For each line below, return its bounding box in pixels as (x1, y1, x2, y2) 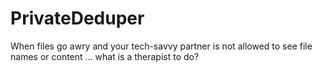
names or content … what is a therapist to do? (10, 50, 200, 62)
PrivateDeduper (10, 7, 145, 30)
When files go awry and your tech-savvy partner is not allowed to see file (10, 40, 313, 52)
